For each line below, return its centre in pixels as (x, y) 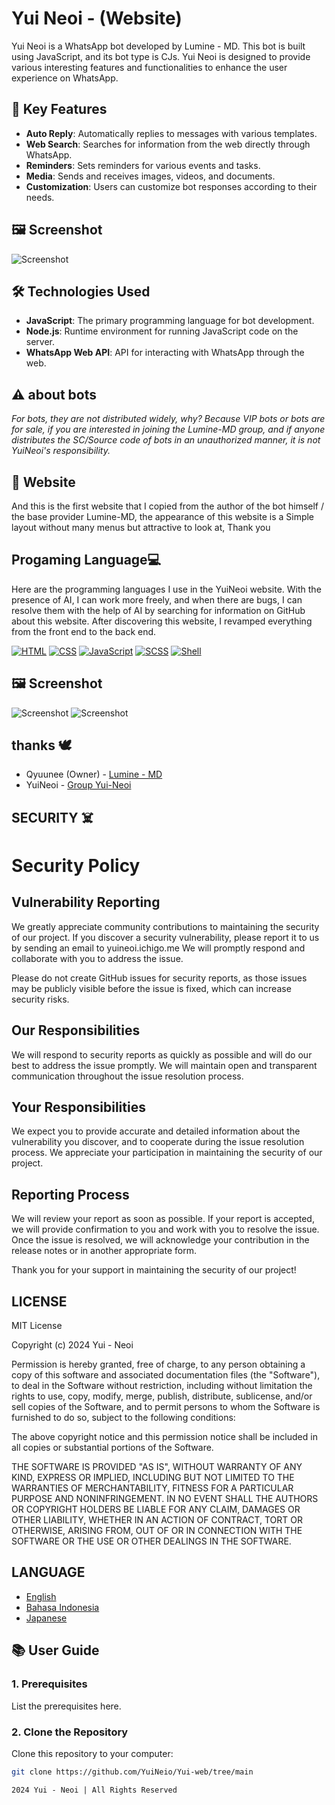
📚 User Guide (55, 1650)
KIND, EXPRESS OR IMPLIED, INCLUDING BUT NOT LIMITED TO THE (153, 1478)
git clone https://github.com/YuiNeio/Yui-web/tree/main (132, 1772)
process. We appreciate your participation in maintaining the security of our (167, 1153)
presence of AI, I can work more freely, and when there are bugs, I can (157, 599)
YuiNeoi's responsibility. (61, 451)
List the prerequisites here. (66, 1706)
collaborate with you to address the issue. (97, 958)
